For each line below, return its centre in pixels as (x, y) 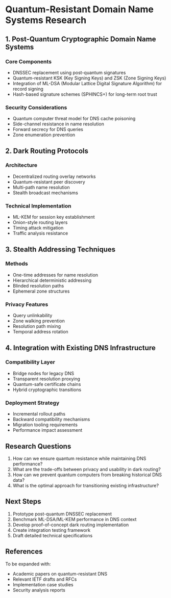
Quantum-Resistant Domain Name (80, 9)
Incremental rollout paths (39, 414)
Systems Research (46, 20)
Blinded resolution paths (38, 285)
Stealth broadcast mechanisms (45, 193)
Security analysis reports (39, 590)
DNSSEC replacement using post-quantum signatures (69, 72)
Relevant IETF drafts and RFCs (45, 579)
